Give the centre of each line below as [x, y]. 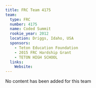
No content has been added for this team [48, 81]
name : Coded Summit [30, 29]
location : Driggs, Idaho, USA [42, 39]
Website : [24, 67]
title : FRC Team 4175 [28, 10]
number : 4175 [24, 24]
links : [17, 62]
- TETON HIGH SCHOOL [36, 57]
